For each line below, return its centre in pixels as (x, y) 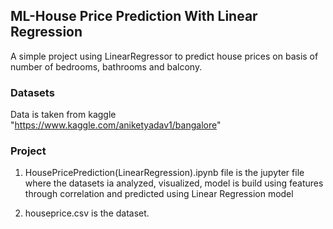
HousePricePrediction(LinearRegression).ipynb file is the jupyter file (164, 173)
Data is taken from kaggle (63, 115)
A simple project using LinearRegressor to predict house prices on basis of (164, 56)
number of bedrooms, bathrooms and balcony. (106, 66)
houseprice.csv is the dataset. (87, 213)
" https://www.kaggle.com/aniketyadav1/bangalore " (116, 125)
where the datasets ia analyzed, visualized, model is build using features (174, 183)
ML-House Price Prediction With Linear (134, 16)
